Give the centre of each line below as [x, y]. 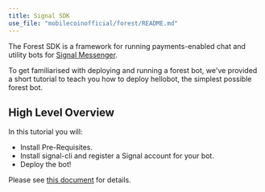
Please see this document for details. [70, 180]
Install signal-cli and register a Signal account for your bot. [117, 156]
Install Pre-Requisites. [56, 147]
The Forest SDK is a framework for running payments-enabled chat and [127, 46]
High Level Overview [62, 112]
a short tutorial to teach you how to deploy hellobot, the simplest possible [130, 79]
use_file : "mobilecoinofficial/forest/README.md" [93, 23]
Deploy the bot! [46, 165]
